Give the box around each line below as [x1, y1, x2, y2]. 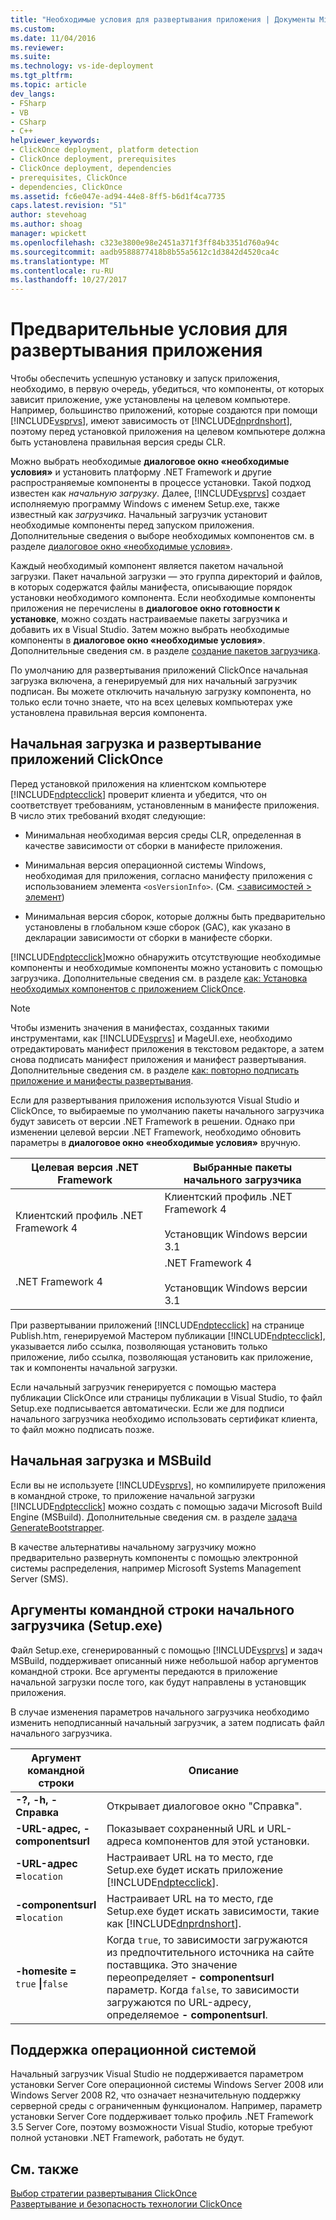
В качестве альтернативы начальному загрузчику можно [10, 1541, 257, 1553]
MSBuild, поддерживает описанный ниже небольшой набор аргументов [10, 1654, 319, 1666]
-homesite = [15, 1964, 77, 1978]
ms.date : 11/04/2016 [10, 33, 97, 43]
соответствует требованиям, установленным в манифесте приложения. [10, 799, 320, 811]
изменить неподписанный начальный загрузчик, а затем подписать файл [10, 1716, 325, 1728]
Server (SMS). [10, 1572, 69, 1585]
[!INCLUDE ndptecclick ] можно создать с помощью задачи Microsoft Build [10, 1500, 323, 1512]
